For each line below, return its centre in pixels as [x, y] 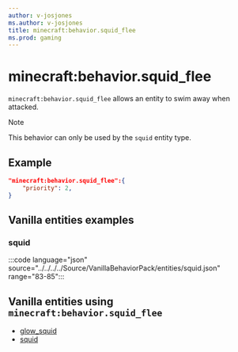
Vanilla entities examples [71, 220]
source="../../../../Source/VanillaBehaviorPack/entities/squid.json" [114, 268]
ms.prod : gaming [35, 38]
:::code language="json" [48, 260]
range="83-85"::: [36, 277]
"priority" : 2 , [47, 188]
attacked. [24, 107]
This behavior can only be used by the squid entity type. [100, 138]
